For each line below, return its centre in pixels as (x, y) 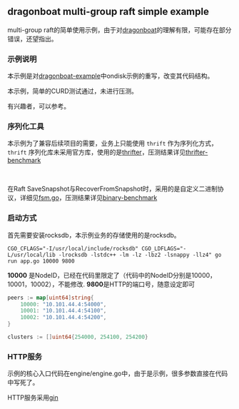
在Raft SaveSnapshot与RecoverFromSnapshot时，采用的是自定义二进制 (112, 189)
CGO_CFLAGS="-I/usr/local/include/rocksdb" (73, 248)
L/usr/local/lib (31, 255)
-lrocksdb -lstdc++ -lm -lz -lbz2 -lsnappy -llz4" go (140, 255)
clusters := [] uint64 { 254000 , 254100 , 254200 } (78, 337)
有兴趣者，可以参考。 (39, 106)
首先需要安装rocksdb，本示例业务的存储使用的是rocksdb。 (94, 235)
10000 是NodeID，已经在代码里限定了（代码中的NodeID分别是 (100, 275)
